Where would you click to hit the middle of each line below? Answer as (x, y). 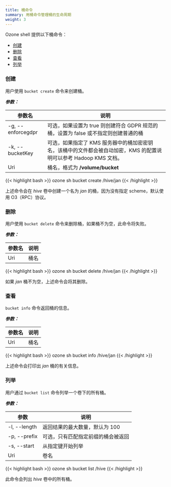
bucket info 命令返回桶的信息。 (39, 308)
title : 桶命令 (19, 10)
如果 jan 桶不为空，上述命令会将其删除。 (48, 281)
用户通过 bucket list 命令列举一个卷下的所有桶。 (57, 392)
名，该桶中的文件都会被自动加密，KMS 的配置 (102, 150)
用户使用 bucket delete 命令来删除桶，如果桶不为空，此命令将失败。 (77, 223)
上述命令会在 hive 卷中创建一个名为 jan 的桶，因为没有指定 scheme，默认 (82, 191)
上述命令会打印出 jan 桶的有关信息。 (43, 366)
